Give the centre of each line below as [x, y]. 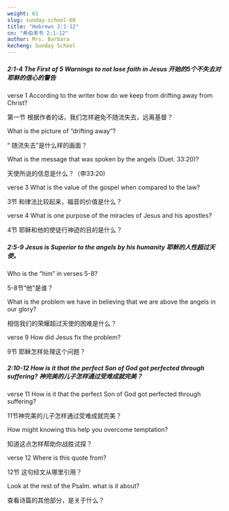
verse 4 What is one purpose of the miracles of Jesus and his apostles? [110, 215]
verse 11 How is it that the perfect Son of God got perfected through [104, 394]
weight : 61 [23, 14]
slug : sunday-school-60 [42, 20]
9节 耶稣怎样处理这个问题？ [46, 352]
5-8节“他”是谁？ [30, 288]
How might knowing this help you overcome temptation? [88, 429]
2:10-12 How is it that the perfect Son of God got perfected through [106, 367]
